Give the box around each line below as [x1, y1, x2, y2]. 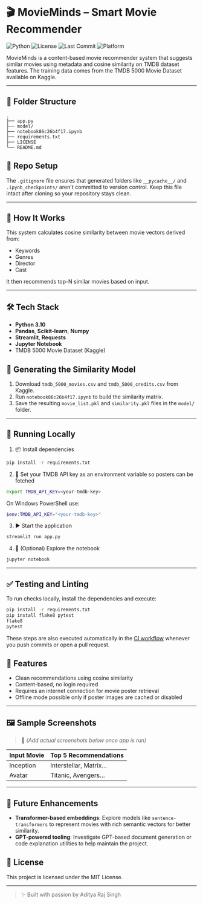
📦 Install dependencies [14, 446, 74, 453]
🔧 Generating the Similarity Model [6, 364, 136, 374]
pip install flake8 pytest [6, 612, 74, 618]
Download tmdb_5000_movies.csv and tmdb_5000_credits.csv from [14, 380, 179, 388]
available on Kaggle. [6, 73, 57, 80]
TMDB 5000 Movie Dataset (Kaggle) [14, 346, 106, 354]
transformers [14, 821, 48, 828]
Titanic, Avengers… [50, 771, 105, 779]
